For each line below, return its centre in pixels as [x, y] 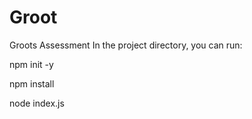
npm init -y [31, 64]
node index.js [37, 103]
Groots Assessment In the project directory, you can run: [126, 45]
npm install [32, 83]
